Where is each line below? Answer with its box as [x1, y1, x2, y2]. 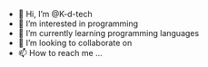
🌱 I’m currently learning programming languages [17, 28, 200, 38]
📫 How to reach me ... [17, 48, 103, 58]
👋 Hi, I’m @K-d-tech [17, 9, 93, 19]
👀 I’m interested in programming [17, 18, 139, 29]
